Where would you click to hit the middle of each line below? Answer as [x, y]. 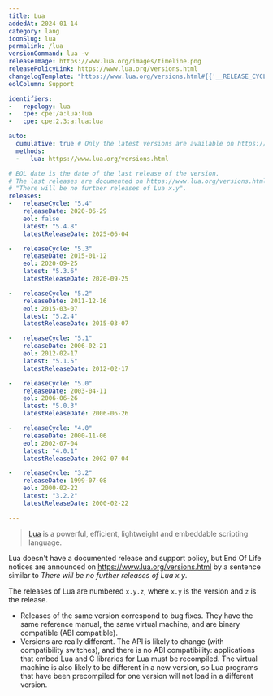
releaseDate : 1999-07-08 [65, 481]
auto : [17, 136]
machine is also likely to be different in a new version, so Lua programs [139, 667]
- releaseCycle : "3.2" [50, 473]
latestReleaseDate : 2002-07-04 [76, 459]
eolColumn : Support [41, 84]
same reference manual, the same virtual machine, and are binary [130, 624]
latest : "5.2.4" [51, 316]
